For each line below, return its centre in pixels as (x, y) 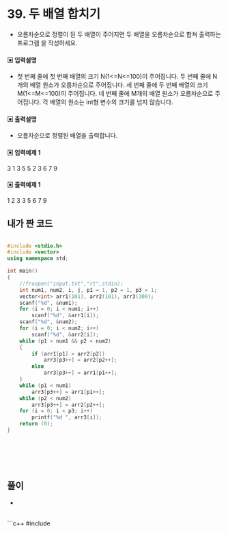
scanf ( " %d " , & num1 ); (48, 303)
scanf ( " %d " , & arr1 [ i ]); (65, 316)
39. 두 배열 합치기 (54, 14)
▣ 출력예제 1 (24, 185)
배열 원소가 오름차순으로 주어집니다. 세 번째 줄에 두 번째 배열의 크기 (119, 85)
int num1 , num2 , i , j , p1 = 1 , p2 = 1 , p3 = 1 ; (88, 290)
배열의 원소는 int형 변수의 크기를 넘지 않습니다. (112, 102)
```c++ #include (29, 523)
